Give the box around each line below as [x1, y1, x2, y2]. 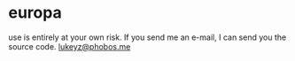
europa [8, 3, 63, 23]
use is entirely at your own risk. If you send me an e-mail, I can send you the [8, 32, 287, 42]
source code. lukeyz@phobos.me [8, 41, 131, 51]
